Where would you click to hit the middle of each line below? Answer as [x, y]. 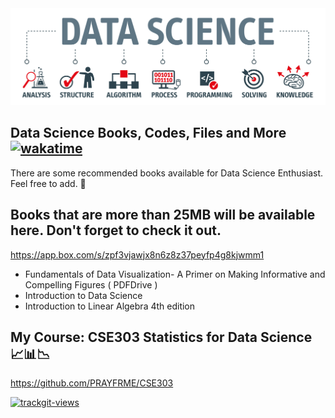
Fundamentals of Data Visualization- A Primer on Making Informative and [175, 274]
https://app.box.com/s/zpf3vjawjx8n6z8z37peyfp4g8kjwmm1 [137, 254]
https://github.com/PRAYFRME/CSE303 [92, 383]
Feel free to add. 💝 [48, 183]
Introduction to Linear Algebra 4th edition [110, 306]
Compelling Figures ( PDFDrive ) [91, 284]
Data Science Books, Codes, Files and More [148, 133]
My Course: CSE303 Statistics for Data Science [161, 337]
